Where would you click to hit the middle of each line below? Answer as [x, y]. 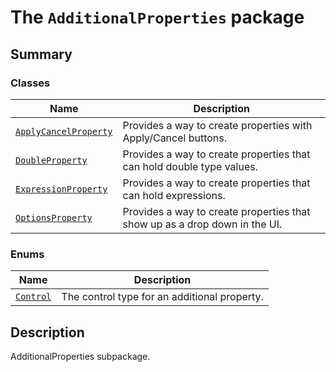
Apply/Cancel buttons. [175, 138]
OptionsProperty [54, 217]
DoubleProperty [51, 160]
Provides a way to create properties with [217, 125]
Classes [30, 83]
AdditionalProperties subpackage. [80, 356]
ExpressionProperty [61, 189]
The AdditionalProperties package [157, 17]
